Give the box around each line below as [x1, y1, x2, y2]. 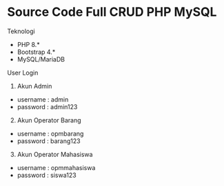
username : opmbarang [17, 129, 84, 138]
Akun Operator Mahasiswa [17, 150, 93, 158]
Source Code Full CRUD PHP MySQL [7, 4, 217, 20]
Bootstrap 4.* [17, 48, 56, 56]
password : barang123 [17, 136, 81, 145]
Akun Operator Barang [17, 115, 81, 124]
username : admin [17, 95, 69, 104]
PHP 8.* [17, 40, 40, 48]
